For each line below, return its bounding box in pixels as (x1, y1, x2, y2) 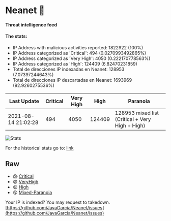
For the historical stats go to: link (5, 145, 74, 151)
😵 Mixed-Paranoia (12, 189, 52, 195)
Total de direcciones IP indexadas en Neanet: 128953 (12, 66, 125, 72)
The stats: (5, 33, 27, 40)
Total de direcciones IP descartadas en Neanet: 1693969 (12, 77, 132, 83)
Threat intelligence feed (5, 21, 58, 27)
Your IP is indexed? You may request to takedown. (5, 199, 110, 205)
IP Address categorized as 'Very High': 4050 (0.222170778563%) (12, 55, 151, 61)
